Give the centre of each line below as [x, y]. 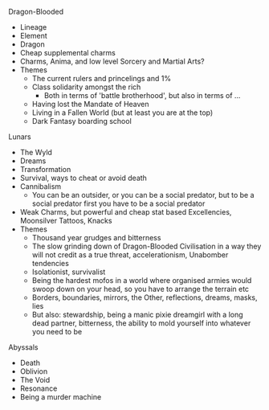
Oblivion [34, 371]
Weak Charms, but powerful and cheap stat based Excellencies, [126, 212]
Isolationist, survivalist [69, 272]
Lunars [20, 137]
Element [34, 36]
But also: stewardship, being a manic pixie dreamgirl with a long [137, 314]
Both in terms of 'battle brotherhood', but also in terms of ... [142, 95]
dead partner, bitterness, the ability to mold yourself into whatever [141, 323]
